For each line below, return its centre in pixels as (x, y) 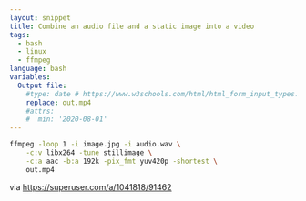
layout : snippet (40, 18)
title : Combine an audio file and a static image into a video (132, 26)
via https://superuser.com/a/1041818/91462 (91, 186)
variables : (30, 77)
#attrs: (40, 111)
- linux (32, 52)
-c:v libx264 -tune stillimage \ (89, 153)
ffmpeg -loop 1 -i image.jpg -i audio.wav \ (95, 145)
